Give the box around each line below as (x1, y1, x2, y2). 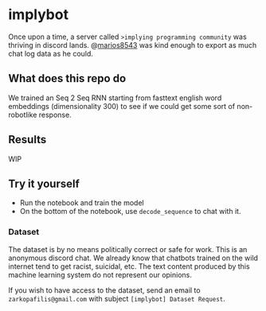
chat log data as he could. (8, 49, 94, 58)
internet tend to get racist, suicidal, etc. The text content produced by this (8, 261, 250, 271)
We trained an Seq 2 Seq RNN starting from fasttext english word (8, 93, 222, 103)
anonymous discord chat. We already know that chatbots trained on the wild (8, 253, 259, 262)
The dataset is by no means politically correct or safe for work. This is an (8, 244, 248, 254)
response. (38, 110, 72, 119)
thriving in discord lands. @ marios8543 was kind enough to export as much (8, 40, 257, 49)
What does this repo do (8, 72, 127, 85)
